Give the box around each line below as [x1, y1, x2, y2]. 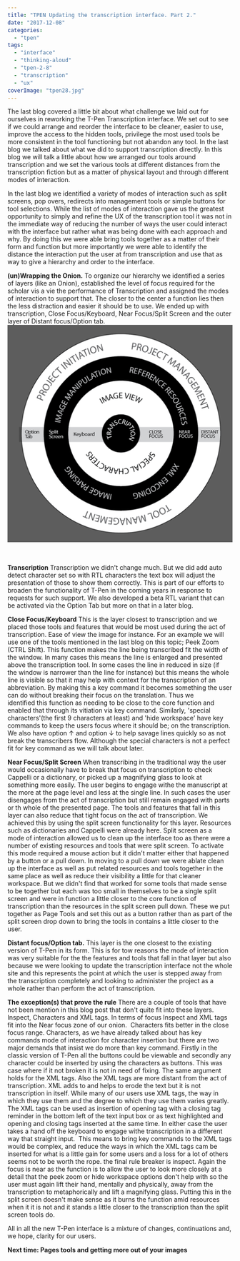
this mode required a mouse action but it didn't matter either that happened [7, 849, 229, 858]
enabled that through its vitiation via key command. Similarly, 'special [7, 706, 211, 715]
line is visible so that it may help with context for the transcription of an [7, 675, 216, 685]
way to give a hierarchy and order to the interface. [7, 258, 155, 266]
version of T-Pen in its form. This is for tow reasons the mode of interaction [7, 946, 229, 955]
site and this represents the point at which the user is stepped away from [7, 969, 223, 978]
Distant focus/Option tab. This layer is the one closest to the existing [7, 939, 212, 948]
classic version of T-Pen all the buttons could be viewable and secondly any [7, 1051, 231, 1060]
